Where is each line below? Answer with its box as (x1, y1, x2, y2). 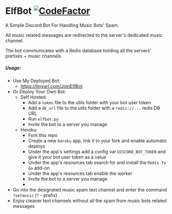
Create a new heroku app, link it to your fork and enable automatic (28, 138, 167, 144)
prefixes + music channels (5, 53, 62, 59)
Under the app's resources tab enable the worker (28, 170, 132, 177)
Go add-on (28, 165, 50, 171)
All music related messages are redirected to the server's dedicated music (5, 32, 163, 38)
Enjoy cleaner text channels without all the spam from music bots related (12, 198, 167, 204)
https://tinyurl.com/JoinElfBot (20, 83, 83, 89)
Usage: (5, 65, 22, 71)
